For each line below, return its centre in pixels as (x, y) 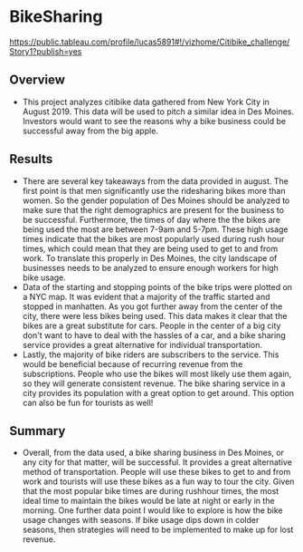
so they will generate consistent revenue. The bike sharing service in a (154, 383)
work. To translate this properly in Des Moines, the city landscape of (150, 258)
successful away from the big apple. (90, 131)
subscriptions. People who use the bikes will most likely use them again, (157, 373)
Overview (38, 80)
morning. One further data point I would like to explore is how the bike (152, 510)
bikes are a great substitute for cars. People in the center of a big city (151, 325)
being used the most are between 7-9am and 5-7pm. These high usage (155, 229)
